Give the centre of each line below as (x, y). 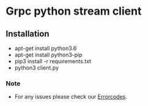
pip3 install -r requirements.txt (53, 61)
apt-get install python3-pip (49, 55)
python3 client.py (37, 68)
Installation (28, 34)
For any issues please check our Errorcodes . (71, 97)
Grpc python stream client (74, 11)
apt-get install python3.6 (46, 48)
